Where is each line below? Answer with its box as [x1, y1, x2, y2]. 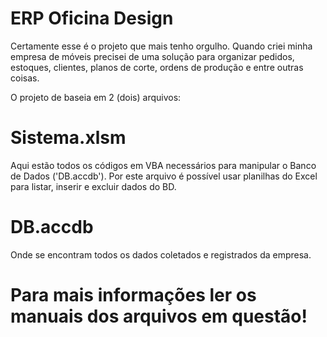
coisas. [10, 72, 40, 84]
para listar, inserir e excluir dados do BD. [10, 180, 177, 192]
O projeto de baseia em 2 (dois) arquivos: [10, 91, 182, 103]
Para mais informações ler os [10, 284, 257, 306]
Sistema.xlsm [10, 127, 127, 149]
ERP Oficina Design [10, 7, 174, 30]
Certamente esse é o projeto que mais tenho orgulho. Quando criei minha [10, 40, 313, 52]
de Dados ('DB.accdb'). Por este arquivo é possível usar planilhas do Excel [10, 170, 318, 182]
